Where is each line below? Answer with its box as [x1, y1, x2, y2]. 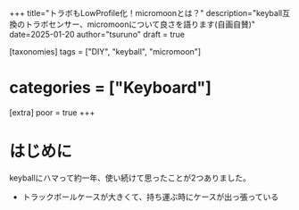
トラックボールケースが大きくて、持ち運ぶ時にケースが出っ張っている [21, 191, 279, 202]
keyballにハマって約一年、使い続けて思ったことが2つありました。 [9, 172, 252, 183]
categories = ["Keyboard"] [9, 78, 212, 98]
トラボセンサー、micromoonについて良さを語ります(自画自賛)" [24, 19, 256, 29]
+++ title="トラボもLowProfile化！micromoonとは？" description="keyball [9, 8, 283, 18]
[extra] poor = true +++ [9, 106, 96, 118]
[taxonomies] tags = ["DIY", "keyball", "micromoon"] [9, 46, 202, 56]
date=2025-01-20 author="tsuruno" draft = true [9, 29, 186, 39]
